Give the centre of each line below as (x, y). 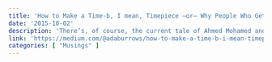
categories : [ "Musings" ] (54, 46)
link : (17, 38)
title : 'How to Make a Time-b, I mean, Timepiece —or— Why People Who (130, 16)
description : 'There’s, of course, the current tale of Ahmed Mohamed (130, 31)
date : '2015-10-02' (41, 23)
